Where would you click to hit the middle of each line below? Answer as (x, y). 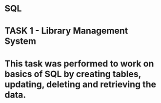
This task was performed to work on (79, 63)
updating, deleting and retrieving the (80, 84)
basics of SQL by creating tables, (73, 74)
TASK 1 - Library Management (66, 31)
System (20, 41)
